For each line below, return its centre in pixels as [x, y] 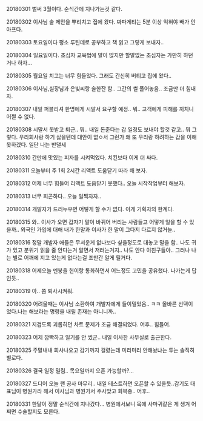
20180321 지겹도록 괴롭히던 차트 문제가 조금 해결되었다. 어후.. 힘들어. [88, 324]
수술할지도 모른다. [38, 412]
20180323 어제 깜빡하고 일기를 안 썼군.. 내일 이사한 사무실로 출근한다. [89, 337]
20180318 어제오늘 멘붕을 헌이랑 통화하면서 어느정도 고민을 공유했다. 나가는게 [98, 271]
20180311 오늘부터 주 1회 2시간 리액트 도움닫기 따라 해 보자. [77, 170]
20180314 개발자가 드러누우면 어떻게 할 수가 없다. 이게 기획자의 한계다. [90, 209]
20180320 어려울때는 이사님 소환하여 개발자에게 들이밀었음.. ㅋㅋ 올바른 [92, 304]
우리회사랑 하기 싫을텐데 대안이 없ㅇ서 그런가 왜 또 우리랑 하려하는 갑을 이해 [108, 137]
